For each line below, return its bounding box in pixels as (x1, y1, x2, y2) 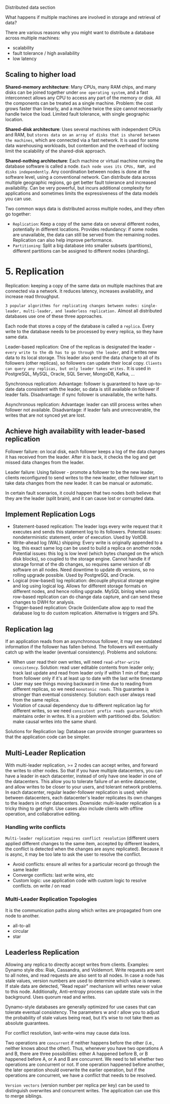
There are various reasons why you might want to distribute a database (5, 30, 155, 35)
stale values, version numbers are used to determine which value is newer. (5, 978, 161, 984)
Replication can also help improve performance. (12, 237, 113, 243)
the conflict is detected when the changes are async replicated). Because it (5, 846, 163, 852)
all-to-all (12, 922, 30, 929)
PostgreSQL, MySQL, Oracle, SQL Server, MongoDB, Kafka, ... (5, 370, 135, 376)
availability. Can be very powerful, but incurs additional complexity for (5, 184, 151, 191)
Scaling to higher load (5, 70, 76, 79)
